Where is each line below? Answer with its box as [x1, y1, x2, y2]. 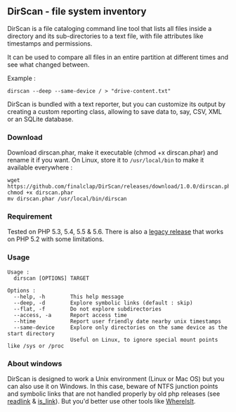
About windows [7, 359, 63, 368]
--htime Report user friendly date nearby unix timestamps [13, 318, 221, 325]
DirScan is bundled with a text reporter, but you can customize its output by [7, 100, 226, 108]
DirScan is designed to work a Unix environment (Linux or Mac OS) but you [7, 375, 225, 382]
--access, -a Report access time [13, 311, 128, 318]
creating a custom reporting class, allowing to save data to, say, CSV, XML [7, 107, 223, 115]
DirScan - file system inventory [7, 6, 147, 18]
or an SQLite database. [7, 115, 74, 123]
